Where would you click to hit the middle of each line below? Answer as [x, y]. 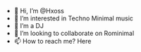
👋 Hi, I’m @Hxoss [39, 11]
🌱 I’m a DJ [29, 26]
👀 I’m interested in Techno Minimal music [74, 18]
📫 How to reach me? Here [53, 41]
